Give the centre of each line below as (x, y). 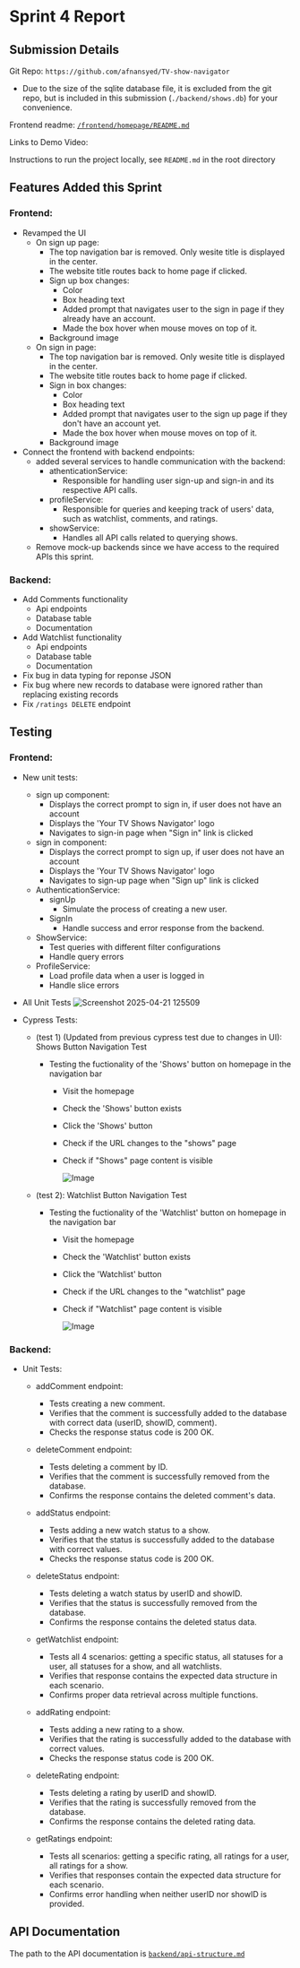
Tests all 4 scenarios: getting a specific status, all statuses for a (166, 1656)
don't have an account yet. (111, 423)
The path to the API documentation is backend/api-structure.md (127, 1953)
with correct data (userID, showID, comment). (133, 1422)
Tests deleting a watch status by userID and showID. (146, 1593)
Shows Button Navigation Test (91, 1047)
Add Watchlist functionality (72, 637)
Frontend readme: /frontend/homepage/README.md (99, 125)
